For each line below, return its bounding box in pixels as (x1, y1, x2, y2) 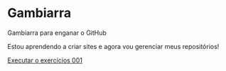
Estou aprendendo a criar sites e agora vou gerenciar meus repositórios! (7, 42, 220, 50)
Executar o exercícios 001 (7, 55, 83, 65)
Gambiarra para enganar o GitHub (7, 28, 107, 37)
